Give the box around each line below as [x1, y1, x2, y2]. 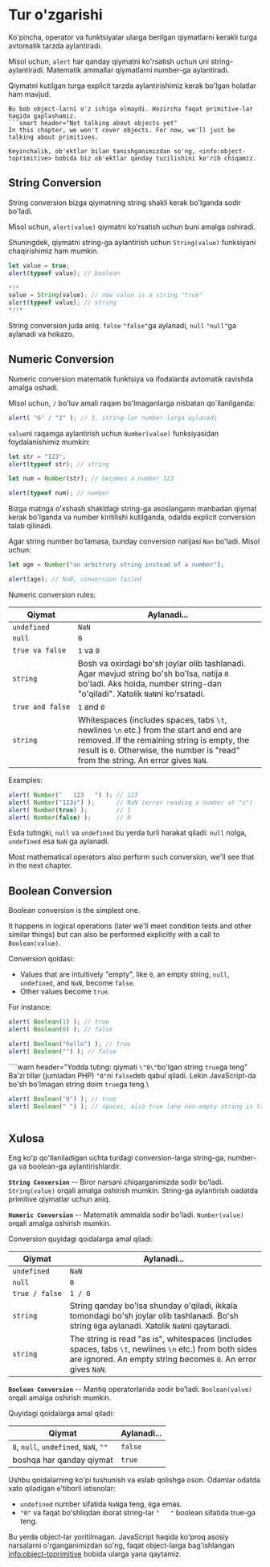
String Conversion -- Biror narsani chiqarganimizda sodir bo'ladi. [8, 1177, 223, 1187]
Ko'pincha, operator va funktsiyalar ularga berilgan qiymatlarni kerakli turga [8, 32, 258, 42]
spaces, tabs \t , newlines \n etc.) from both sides [69, 1344, 257, 1355]
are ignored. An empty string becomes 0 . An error [69, 1353, 257, 1365]
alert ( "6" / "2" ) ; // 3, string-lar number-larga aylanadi [8, 414, 218, 422]
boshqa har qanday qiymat [12, 1454, 114, 1465]
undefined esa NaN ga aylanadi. [8, 836, 110, 846]
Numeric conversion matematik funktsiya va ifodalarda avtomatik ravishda [8, 373, 254, 384]
